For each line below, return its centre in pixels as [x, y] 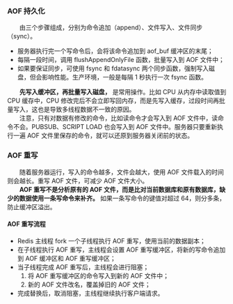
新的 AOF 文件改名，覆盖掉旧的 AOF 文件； [89, 284]
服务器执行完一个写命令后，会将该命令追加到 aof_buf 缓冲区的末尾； [115, 51]
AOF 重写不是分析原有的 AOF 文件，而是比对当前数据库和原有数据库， [120, 189]
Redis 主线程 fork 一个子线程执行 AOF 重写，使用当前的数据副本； [112, 241]
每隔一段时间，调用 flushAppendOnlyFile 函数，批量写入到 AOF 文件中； [121, 60]
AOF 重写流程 [27, 224]
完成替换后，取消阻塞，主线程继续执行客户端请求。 [90, 293]
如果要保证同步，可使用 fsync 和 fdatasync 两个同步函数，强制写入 [113, 68]
